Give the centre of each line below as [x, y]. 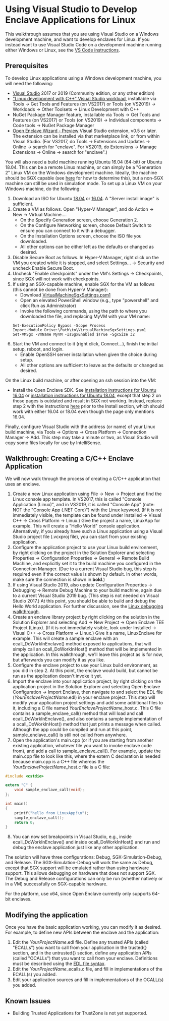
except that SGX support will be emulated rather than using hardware [77, 868]
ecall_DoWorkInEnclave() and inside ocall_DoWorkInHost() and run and [86, 842]
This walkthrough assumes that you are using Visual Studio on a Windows [82, 34]
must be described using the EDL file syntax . [59, 964]
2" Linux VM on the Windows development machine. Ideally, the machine [81, 172]
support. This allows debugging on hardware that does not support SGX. [81, 873]
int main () [17, 804]
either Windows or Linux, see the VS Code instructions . [63, 50]
